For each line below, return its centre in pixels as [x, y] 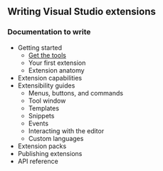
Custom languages [56, 138]
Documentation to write [49, 32]
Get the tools [47, 55]
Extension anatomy [56, 70]
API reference [38, 161]
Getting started [40, 47]
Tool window [47, 100]
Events [38, 123]
